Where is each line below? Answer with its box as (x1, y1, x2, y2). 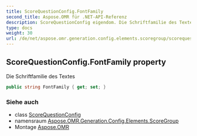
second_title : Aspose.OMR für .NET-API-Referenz (6, 14, 127, 20)
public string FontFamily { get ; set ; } (6, 84, 107, 90)
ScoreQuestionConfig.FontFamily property (6, 57, 167, 67)
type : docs (6, 25, 33, 31)
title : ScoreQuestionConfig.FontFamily (6, 8, 104, 15)
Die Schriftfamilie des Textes (6, 72, 75, 79)
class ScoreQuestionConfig (14, 111, 81, 118)
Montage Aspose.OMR (14, 123, 69, 130)
